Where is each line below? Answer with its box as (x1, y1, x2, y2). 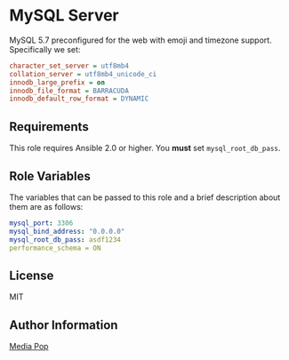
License (9, 268, 54, 283)
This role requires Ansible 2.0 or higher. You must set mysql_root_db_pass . (9, 143, 281, 154)
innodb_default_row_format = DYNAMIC (9, 94, 149, 103)
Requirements (9, 119, 89, 134)
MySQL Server (9, 5, 119, 26)
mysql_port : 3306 (9, 219, 74, 228)
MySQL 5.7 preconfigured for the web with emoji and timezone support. (9, 35, 273, 45)
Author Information (9, 317, 118, 332)
